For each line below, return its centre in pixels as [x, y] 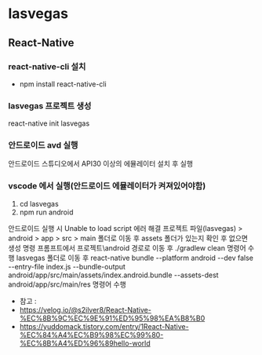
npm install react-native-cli [63, 84]
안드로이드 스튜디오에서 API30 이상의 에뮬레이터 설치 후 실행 [101, 164]
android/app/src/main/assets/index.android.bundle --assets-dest [113, 275]
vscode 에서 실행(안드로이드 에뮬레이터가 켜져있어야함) [107, 186]
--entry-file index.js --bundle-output [67, 266]
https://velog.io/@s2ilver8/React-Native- [85, 309]
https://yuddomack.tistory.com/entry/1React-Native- [104, 326]
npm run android [46, 212]
